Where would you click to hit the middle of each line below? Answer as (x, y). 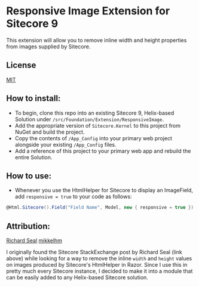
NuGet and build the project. (50, 132)
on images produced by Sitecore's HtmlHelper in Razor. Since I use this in (97, 265)
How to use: (29, 176)
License (21, 65)
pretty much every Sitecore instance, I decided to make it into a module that (99, 271)
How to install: (33, 99)
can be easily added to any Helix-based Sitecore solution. (77, 277)
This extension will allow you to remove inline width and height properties (97, 40)
